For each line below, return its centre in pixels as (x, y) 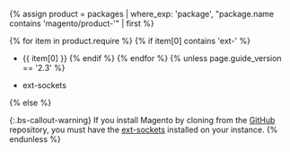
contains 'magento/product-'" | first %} (82, 23)
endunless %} (35, 139)
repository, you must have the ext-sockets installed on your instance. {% (144, 130)
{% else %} (31, 103)
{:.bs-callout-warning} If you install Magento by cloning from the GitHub (142, 120)
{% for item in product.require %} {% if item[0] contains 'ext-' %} (130, 41)
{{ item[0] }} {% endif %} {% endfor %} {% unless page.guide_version (152, 58)
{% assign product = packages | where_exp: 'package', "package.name (142, 14)
